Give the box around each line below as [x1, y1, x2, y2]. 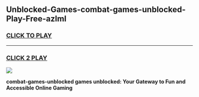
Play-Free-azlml [6, 14, 67, 24]
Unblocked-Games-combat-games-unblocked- [6, 5, 186, 15]
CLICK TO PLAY [6, 32, 52, 40]
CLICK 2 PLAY [6, 53, 47, 62]
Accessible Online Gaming [6, 84, 73, 91]
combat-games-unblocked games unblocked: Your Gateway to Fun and [6, 78, 186, 85]
